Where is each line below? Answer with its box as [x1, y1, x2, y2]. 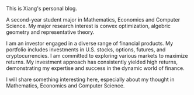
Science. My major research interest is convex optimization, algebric [6, 23, 171, 29]
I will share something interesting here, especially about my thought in [6, 76, 175, 83]
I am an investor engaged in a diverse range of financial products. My [6, 40, 174, 47]
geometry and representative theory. [6, 29, 95, 36]
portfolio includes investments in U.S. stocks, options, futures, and [6, 46, 166, 53]
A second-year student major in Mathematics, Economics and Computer [6, 16, 180, 23]
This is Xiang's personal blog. [6, 5, 78, 12]
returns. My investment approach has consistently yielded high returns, [6, 58, 178, 65]
